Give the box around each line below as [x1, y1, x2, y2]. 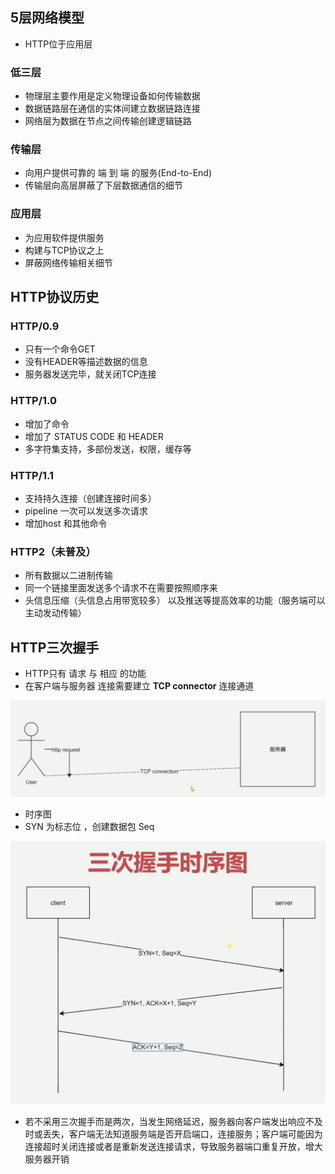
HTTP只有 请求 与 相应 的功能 [24, 668, 147, 680]
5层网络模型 [10, 9, 85, 27]
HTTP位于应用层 [24, 38, 93, 50]
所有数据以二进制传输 [24, 569, 113, 582]
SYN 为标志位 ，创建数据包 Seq [24, 821, 155, 833]
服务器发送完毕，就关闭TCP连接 [24, 368, 157, 380]
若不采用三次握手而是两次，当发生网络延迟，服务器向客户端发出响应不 [24, 1115, 315, 1127]
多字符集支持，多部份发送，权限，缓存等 [24, 443, 192, 455]
